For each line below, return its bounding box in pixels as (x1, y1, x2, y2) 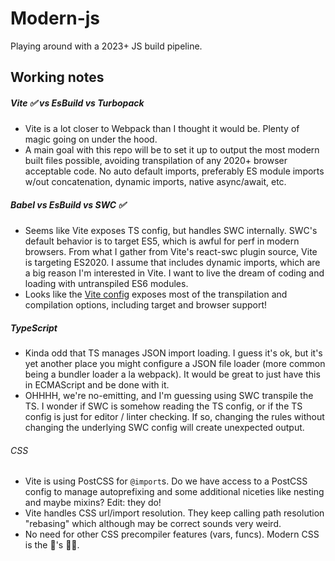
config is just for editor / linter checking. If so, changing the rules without (24, 411, 325, 423)
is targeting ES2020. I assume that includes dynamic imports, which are (24, 257, 321, 269)
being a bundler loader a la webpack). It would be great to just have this (24, 368, 321, 381)
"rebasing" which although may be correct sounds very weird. (24, 518, 282, 530)
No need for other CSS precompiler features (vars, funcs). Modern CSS (24, 528, 320, 541)
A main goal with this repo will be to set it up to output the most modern (24, 144, 320, 156)
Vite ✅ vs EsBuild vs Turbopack (10, 97, 145, 109)
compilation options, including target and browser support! (24, 299, 268, 311)
